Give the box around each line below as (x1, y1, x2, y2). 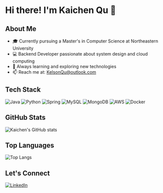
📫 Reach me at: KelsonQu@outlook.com (12, 69, 96, 75)
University (12, 45, 34, 51)
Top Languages (5, 141, 54, 150)
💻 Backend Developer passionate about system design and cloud (12, 51, 148, 57)
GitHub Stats (5, 113, 46, 122)
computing (12, 58, 35, 64)
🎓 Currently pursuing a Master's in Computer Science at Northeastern (12, 38, 159, 44)
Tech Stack (5, 85, 41, 94)
